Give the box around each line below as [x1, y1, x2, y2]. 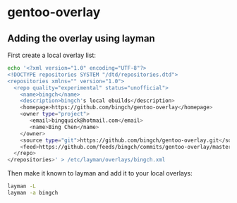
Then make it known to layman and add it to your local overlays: [7, 169, 193, 178]
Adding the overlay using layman [7, 32, 155, 44]
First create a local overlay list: [7, 51, 97, 59]
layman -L [7, 183, 37, 190]
